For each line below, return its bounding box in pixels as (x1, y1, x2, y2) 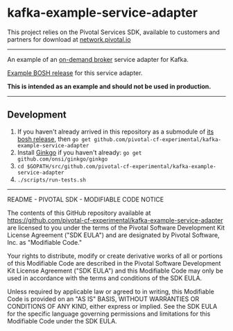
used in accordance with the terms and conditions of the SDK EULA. (7, 273, 202, 282)
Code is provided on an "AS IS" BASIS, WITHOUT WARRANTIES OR (7, 294, 200, 303)
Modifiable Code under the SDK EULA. (7, 316, 118, 325)
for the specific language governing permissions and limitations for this (7, 309, 211, 318)
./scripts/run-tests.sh (17, 176, 87, 184)
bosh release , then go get (17, 134, 92, 143)
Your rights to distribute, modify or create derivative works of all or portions (7, 252, 223, 260)
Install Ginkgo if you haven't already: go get (17, 148, 142, 156)
